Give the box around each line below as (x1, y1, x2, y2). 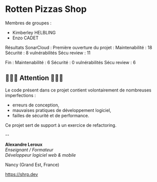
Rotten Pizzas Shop (5, 3, 87, 15)
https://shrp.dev (5, 171, 38, 177)
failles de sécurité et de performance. (12, 112, 89, 118)
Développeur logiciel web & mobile (5, 152, 76, 158)
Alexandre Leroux (5, 141, 43, 147)
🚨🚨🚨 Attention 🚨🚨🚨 (5, 74, 63, 83)
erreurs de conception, (12, 102, 59, 108)
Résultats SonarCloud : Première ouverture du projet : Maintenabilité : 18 (5, 44, 153, 50)
